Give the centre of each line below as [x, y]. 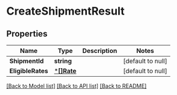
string [63, 61]
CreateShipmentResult [66, 11]
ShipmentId [27, 61]
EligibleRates [29, 71]
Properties [27, 34]
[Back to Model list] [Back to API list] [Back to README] [77, 86]
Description [100, 51]
